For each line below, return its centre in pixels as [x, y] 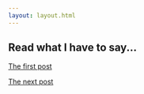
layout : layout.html [42, 15]
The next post [31, 82]
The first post [30, 66]
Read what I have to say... [72, 48]
